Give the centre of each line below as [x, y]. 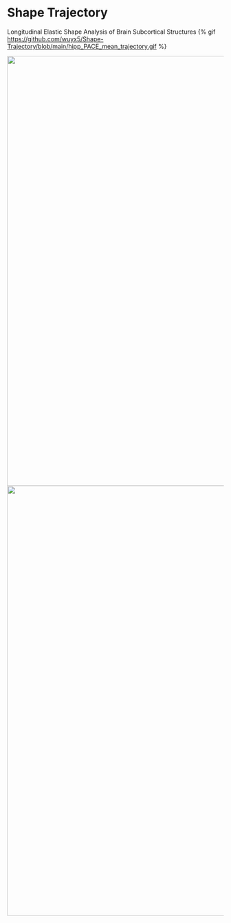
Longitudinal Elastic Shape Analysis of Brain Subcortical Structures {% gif [111, 32]
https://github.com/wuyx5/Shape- [55, 39]
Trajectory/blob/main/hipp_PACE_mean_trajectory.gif [82, 46]
